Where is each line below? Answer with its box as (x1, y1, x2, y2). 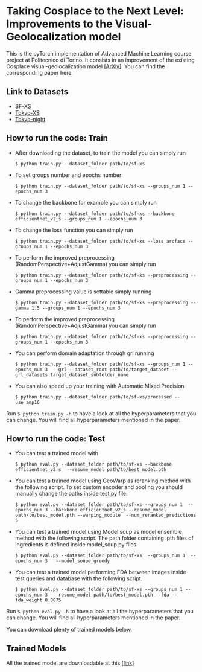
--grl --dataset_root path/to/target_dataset (53, 366, 169, 373)
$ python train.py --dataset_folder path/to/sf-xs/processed (14, 394, 172, 400)
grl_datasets (14, 371, 48, 378)
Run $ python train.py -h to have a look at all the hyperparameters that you (6, 409, 197, 417)
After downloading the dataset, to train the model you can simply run (14, 149, 186, 156)
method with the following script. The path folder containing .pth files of (14, 534, 194, 542)
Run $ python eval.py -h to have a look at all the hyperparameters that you (6, 608, 194, 615)
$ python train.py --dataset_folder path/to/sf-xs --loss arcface (14, 238, 186, 244)
